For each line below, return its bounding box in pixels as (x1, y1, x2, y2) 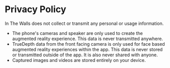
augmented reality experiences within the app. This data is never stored (12, 46, 163, 52)
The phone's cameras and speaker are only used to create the (12, 30, 143, 36)
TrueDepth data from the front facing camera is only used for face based (12, 41, 165, 47)
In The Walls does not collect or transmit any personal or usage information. (5, 20, 164, 26)
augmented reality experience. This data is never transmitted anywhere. (12, 36, 163, 42)
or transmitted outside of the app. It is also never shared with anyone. (12, 52, 158, 58)
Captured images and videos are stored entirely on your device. (12, 57, 146, 63)
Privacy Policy (5, 4, 67, 15)
